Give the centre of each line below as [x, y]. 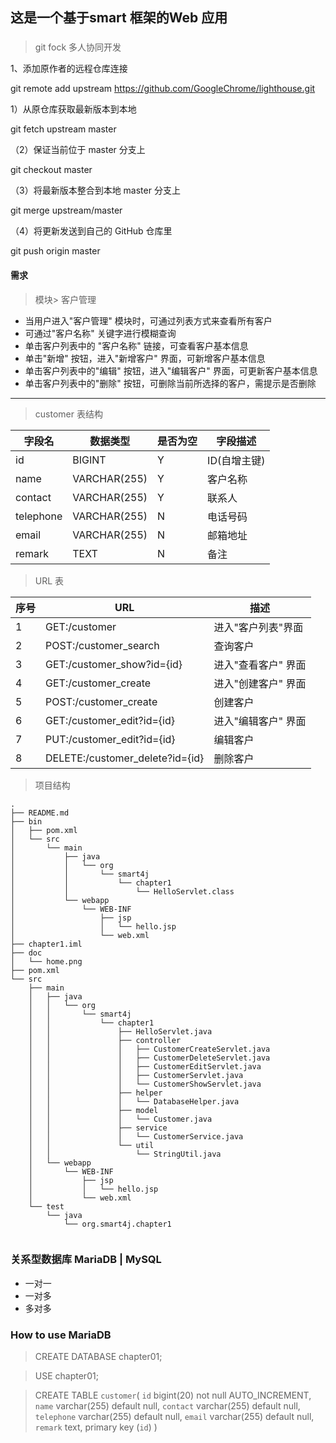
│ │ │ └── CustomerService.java [136, 1136]
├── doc [26, 953]
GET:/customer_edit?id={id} [110, 720]
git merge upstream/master [66, 210]
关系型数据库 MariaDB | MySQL [86, 1260]
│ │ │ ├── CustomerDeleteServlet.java [149, 1058]
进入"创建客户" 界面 [260, 683]
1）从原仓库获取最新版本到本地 [73, 109]
